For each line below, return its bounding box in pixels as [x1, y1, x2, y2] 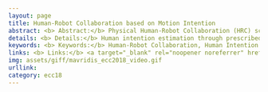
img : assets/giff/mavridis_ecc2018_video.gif [8, 57, 162, 65]
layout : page [8, 11, 52, 20]
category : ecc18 [8, 71, 62, 79]
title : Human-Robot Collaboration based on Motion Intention [8, 19, 216, 27]
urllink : [8, 64, 37, 72]
